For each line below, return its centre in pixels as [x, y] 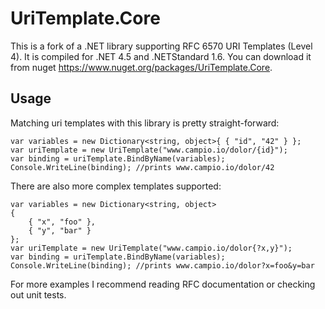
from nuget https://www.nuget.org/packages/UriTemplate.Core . [141, 67]
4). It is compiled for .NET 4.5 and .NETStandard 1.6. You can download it [161, 56]
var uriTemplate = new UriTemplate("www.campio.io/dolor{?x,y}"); [151, 248]
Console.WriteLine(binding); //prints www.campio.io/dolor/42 [142, 167]
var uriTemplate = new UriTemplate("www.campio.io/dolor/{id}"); [149, 150]
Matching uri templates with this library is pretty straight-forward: [145, 123]
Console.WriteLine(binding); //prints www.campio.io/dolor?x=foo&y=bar [162, 265]
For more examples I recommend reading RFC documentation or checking [163, 284]
